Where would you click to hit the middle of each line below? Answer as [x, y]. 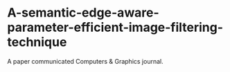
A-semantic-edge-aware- [83, 13]
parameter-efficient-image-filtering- [115, 27]
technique [37, 42]
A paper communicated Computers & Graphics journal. [86, 61]
